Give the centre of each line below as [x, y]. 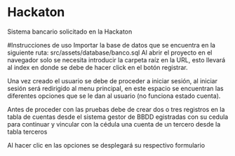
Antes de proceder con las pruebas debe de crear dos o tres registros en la [116, 109]
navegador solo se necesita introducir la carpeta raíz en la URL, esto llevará [116, 59]
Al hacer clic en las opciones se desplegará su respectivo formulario [106, 145]
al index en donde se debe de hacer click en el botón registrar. [98, 67]
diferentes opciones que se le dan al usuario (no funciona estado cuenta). [114, 96]
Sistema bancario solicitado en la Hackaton [70, 31]
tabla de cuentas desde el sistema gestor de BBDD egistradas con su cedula [118, 117]
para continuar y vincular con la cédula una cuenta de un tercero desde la [114, 124]
